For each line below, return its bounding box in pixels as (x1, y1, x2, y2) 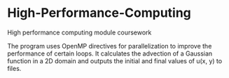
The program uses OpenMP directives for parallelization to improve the (7, 41, 212, 50)
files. (7, 64, 22, 72)
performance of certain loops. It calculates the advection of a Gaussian (7, 49, 213, 58)
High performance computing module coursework (7, 28, 152, 37)
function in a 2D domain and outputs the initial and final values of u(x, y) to (7, 56, 223, 65)
